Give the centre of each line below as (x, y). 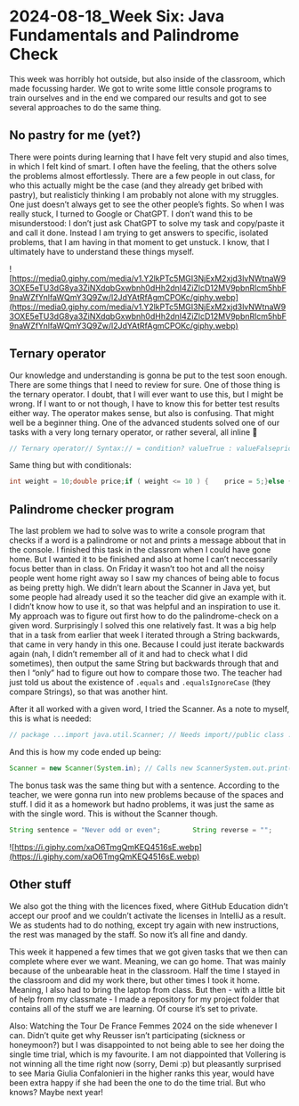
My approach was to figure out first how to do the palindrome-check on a (144, 616)
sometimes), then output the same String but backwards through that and (144, 664)
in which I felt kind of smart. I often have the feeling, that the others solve (143, 166)
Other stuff (40, 885)
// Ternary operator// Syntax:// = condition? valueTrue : (121, 448)
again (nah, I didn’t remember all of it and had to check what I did (129, 654)
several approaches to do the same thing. (85, 107)
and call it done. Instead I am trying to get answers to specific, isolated (139, 233)
